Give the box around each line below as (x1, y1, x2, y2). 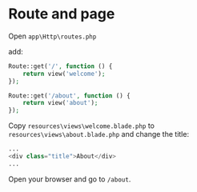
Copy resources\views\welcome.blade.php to (8, 121, 155, 130)
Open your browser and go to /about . (8, 174, 131, 184)
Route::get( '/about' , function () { (8, 91, 131, 100)
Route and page (8, 5, 115, 23)
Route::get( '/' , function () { (8, 62, 113, 70)
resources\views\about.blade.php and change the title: (8, 130, 190, 139)
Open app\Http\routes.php (8, 31, 97, 41)
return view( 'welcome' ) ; (22, 70, 106, 78)
